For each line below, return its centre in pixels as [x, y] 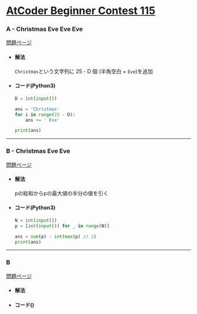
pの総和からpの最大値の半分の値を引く [61, 193]
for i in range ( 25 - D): [45, 115]
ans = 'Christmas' [37, 109]
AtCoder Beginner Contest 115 [81, 11]
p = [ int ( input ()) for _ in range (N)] [62, 226]
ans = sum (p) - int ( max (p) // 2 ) [55, 236]
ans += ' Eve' [43, 120]
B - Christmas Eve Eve [38, 151]
